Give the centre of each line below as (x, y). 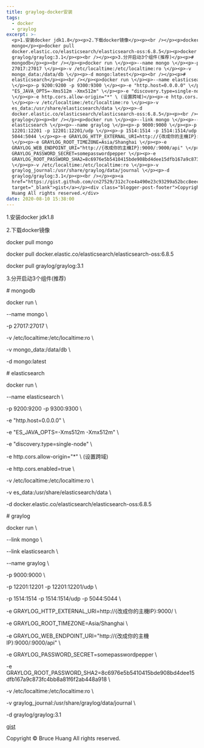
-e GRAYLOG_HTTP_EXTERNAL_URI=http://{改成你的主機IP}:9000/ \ (92, 611)
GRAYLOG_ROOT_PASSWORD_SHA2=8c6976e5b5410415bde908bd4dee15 (100, 672)
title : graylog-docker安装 (39, 12)
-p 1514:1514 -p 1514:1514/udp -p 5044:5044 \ (64, 598)
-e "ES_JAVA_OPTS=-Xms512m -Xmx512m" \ (63, 432)
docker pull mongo (30, 242)
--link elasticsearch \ (32, 551)
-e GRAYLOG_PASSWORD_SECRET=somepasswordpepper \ (82, 654)
